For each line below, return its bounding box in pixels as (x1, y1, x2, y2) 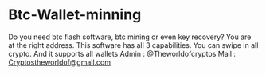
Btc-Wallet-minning (8, 6, 142, 24)
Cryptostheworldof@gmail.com (8, 57, 111, 67)
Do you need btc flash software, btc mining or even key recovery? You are (8, 32, 252, 41)
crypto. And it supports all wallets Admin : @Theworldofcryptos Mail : (8, 49, 237, 58)
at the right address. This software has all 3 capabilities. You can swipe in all (8, 40, 259, 49)
